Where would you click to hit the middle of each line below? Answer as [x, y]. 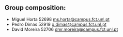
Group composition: [35, 8]
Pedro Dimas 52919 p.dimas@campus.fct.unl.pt [59, 24]
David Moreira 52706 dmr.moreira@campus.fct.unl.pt [65, 29]
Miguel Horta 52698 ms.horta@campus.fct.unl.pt [61, 19]
